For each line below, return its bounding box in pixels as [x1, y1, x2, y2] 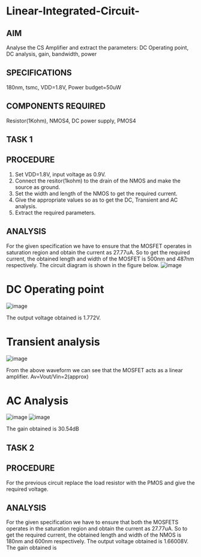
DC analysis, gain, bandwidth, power [6, 50, 97, 58]
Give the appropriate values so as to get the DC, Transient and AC [14, 196, 178, 203]
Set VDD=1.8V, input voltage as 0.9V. [14, 170, 106, 178]
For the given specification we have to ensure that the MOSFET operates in [6, 242, 192, 250]
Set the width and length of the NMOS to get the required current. [14, 190, 178, 197]
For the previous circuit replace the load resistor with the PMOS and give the [6, 479, 195, 486]
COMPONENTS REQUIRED [6, 101, 106, 112]
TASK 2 [6, 442, 35, 453]
